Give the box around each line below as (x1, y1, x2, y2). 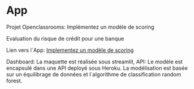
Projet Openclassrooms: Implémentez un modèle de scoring (6, 23, 155, 30)
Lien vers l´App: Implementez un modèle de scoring (6, 46, 134, 54)
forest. (6, 77, 23, 84)
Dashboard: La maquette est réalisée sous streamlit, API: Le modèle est (6, 58, 183, 65)
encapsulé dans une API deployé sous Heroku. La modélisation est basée (6, 64, 188, 72)
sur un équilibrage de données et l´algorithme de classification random (6, 70, 181, 78)
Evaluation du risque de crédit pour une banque (6, 35, 124, 42)
